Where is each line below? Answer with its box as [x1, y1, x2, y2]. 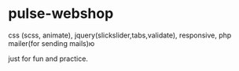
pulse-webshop [8, 5, 114, 23]
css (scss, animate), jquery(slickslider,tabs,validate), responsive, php [8, 30, 232, 40]
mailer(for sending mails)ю [8, 38, 95, 48]
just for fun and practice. [8, 54, 89, 63]
